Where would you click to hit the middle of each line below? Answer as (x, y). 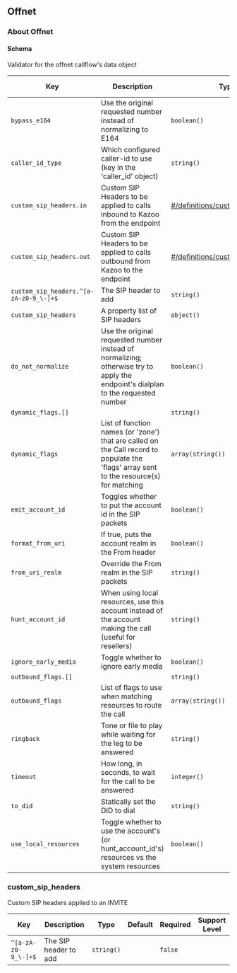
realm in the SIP (127, 572)
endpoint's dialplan (133, 384)
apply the (117, 375)
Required (175, 924)
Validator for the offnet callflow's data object (72, 64)
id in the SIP (121, 514)
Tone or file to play (132, 725)
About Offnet (30, 32)
